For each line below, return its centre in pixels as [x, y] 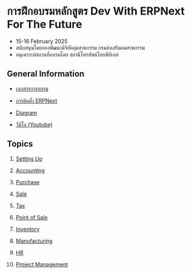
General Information [46, 74]
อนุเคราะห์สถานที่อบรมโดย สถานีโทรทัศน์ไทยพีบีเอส [67, 54]
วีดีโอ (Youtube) [34, 124]
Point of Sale [32, 217]
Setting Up [29, 158]
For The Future [45, 25]
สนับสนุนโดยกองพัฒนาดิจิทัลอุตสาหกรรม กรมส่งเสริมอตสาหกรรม [80, 47]
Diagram [26, 113]
